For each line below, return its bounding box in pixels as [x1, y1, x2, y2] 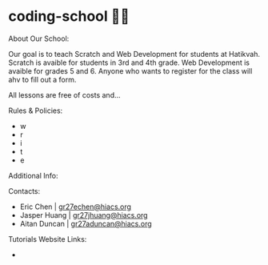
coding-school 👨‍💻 [8, 7, 130, 26]
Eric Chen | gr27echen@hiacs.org [19, 202, 132, 211]
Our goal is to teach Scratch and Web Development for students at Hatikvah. [8, 49, 260, 58]
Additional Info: [8, 171, 58, 180]
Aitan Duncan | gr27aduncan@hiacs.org [19, 219, 152, 228]
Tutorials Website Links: [8, 234, 87, 243]
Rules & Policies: [8, 106, 63, 115]
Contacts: [8, 186, 41, 195]
